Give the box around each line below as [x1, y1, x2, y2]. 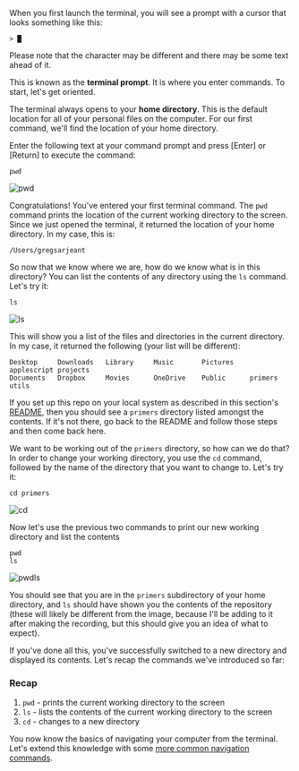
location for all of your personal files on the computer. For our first [9, 114, 253, 124]
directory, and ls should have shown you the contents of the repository [9, 599, 273, 610]
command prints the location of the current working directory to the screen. [9, 210, 288, 220]
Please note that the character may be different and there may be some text [9, 50, 289, 61]
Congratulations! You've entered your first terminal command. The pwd [9, 201, 269, 210]
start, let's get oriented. [9, 87, 96, 97]
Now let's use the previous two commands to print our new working [9, 522, 260, 532]
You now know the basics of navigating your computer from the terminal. [9, 733, 278, 744]
